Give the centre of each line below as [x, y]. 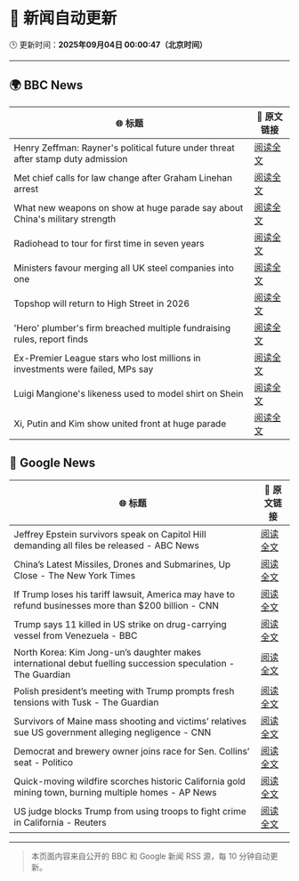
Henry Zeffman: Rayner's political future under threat [124, 148]
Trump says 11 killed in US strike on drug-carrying [120, 624]
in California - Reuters [60, 822]
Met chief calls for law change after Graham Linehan [123, 177]
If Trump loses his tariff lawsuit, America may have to [125, 594]
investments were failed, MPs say [84, 368]
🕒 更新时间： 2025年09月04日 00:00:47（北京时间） [108, 44]
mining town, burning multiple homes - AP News [115, 792]
